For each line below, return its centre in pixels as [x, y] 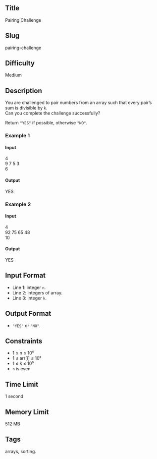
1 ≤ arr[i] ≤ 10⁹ [27, 358]
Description [24, 90]
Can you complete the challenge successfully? [53, 113]
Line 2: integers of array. [37, 292]
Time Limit [22, 384]
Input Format [26, 275]
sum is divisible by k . [26, 108]
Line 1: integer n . [29, 287]
